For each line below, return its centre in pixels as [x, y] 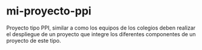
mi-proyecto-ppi [49, 11]
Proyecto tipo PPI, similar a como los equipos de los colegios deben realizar [101, 28]
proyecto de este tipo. [34, 40]
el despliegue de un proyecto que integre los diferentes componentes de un [101, 34]
